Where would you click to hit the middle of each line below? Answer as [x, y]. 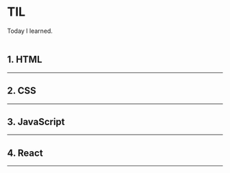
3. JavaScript [36, 121]
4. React [25, 153]
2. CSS [22, 91]
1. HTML [25, 60]
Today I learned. [30, 31]
